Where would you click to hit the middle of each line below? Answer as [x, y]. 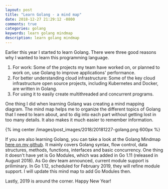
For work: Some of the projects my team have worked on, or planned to [86, 67]
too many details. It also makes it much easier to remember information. [79, 120]
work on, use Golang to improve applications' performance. [74, 72]
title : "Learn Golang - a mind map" [43, 15]
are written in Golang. [35, 88]
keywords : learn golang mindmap [39, 33]
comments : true [21, 24]
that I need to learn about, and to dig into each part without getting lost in [81, 114]
